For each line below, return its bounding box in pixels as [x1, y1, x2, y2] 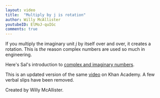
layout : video [5, 7, 36, 13]
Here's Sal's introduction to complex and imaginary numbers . [5, 62, 135, 68]
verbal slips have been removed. [5, 77, 74, 83]
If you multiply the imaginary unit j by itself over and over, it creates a [5, 41, 151, 47]
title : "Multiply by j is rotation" [5, 12, 86, 17]
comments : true [5, 27, 38, 32]
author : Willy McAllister [5, 17, 61, 22]
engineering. [5, 52, 32, 58]
